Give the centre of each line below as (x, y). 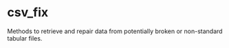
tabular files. (25, 38)
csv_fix (28, 13)
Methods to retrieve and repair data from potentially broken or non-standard (115, 31)
